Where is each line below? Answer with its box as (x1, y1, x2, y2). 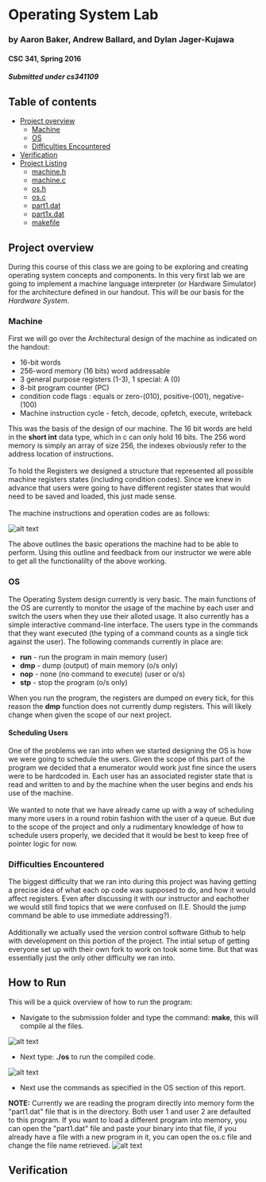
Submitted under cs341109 (8, 72, 99, 81)
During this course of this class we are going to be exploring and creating (8, 261, 249, 272)
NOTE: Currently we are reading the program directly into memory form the (8, 1098, 255, 1108)
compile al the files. (19, 1021, 84, 1031)
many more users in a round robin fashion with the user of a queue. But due (8, 813, 256, 823)
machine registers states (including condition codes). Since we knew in (8, 475, 241, 484)
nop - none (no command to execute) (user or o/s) (19, 669, 186, 679)
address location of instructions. (8, 449, 114, 459)
